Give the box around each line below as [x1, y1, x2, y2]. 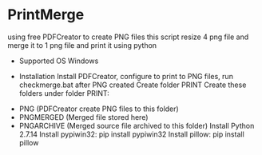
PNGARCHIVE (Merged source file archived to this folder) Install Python [18, 121, 255, 130]
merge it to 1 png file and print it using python [7, 40, 157, 50]
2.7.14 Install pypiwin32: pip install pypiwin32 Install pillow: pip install [18, 129, 244, 139]
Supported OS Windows [18, 56, 99, 66]
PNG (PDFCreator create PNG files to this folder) [18, 104, 179, 113]
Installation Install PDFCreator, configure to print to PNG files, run [18, 71, 233, 81]
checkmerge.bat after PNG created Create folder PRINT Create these [18, 80, 247, 89]
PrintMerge [7, 6, 85, 24]
